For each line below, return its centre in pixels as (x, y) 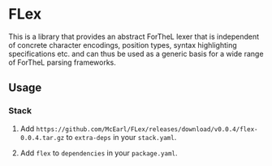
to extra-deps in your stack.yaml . (121, 137)
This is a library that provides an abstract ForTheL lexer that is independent (134, 36)
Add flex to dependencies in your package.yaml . (99, 153)
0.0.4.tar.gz (42, 138)
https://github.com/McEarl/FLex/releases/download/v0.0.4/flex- (147, 129)
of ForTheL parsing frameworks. (62, 62)
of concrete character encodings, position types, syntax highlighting (123, 45)
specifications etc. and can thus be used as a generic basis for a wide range (136, 53)
